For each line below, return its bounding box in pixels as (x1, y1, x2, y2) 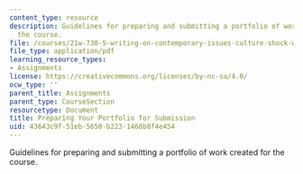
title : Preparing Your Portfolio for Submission (9, 114, 196, 123)
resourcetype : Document (9, 105, 99, 114)
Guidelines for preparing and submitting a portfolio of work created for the (9, 147, 286, 158)
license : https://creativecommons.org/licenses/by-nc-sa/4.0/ (9, 72, 248, 81)
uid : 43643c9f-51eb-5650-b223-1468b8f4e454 (9, 123, 176, 132)
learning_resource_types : (9, 55, 106, 64)
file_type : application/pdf (9, 47, 115, 56)
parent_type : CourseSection (9, 96, 115, 106)
